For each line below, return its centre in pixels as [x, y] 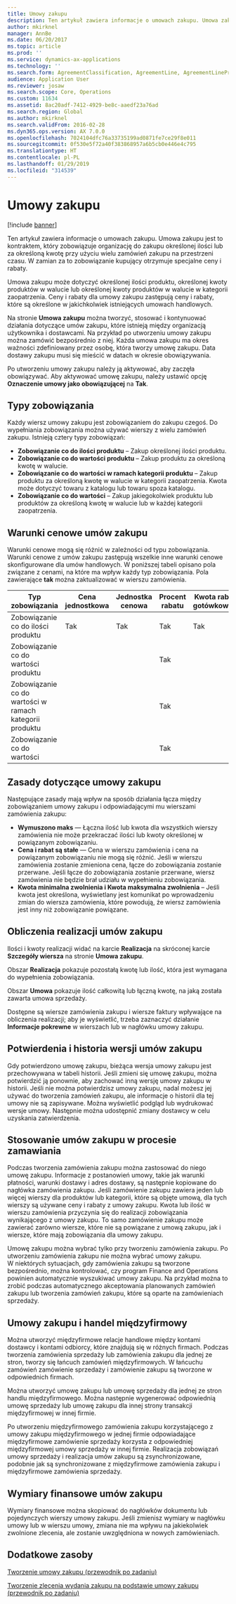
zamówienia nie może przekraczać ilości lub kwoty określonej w [110, 835]
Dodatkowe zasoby [50, 1555]
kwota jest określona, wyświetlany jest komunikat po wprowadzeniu [116, 895]
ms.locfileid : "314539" [42, 170]
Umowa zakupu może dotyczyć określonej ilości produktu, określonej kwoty [117, 282]
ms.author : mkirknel [38, 118]
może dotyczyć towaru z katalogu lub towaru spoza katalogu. [106, 488]
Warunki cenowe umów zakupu [78, 533]
